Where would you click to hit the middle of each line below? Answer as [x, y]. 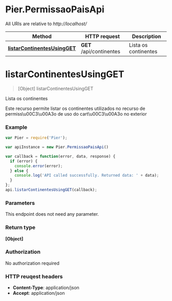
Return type [20, 228]
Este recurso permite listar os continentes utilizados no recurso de [75, 108]
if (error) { [24, 161]
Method [42, 36]
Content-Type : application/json [46, 288]
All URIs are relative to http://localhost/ [46, 24]
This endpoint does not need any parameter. [52, 214]
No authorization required [33, 263]
